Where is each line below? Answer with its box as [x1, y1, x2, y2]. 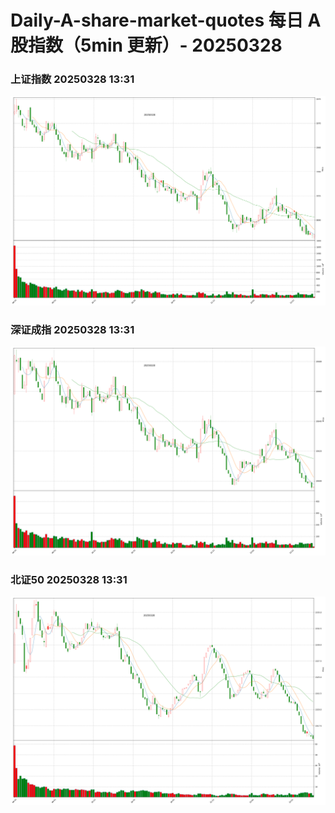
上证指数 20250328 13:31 [10, 72, 135, 86]
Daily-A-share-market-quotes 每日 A [10, 9, 322, 32]
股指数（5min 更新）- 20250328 [10, 34, 283, 57]
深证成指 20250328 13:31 [10, 322, 135, 336]
